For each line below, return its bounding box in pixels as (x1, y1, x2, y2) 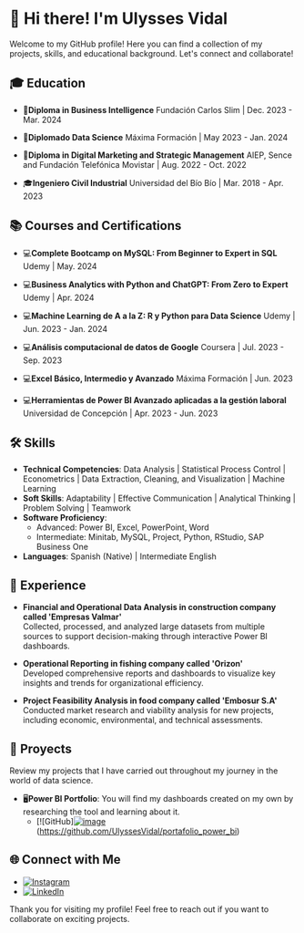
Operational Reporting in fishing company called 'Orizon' (22, 658, 243, 669)
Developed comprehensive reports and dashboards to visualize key (22, 668, 276, 679)
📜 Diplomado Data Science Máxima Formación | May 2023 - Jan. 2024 (22, 131, 289, 142)
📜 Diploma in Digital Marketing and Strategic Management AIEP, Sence (22, 150, 293, 161)
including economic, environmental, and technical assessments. (22, 715, 264, 726)
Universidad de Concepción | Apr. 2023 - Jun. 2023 (22, 408, 218, 419)
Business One (35, 542, 89, 553)
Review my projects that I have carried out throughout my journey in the (9, 765, 279, 776)
